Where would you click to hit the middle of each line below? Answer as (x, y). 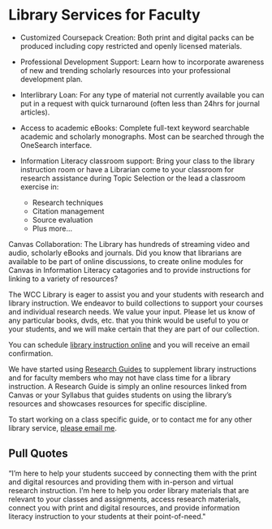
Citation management (68, 211)
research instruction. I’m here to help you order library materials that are (129, 490)
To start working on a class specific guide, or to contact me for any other (130, 419)
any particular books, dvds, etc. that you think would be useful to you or (129, 320)
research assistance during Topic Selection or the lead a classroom (133, 178)
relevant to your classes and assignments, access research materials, (125, 499)
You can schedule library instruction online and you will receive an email (129, 345)
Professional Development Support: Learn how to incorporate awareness (142, 62)
